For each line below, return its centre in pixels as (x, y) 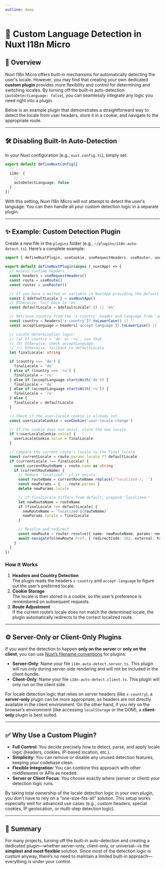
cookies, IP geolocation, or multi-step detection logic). (60, 809)
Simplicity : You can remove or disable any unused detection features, (83, 757)
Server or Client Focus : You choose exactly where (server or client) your (86, 778)
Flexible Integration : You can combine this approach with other (76, 768)
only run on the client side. (39, 685)
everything (16, 862)
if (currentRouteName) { (39, 470)
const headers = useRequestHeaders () (48, 276)
